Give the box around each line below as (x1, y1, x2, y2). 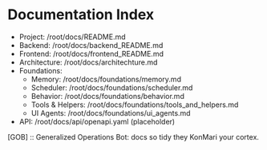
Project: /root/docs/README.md (18, 32, 126, 41)
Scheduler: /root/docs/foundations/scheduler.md (30, 82, 193, 93)
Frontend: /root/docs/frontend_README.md (18, 49, 164, 58)
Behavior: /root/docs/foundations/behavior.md (30, 91, 185, 101)
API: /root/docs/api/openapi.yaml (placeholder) (18, 116, 176, 126)
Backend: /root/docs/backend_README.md (18, 40, 164, 49)
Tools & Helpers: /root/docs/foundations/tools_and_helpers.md (30, 100, 239, 109)
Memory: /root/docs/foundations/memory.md (30, 74, 182, 84)
